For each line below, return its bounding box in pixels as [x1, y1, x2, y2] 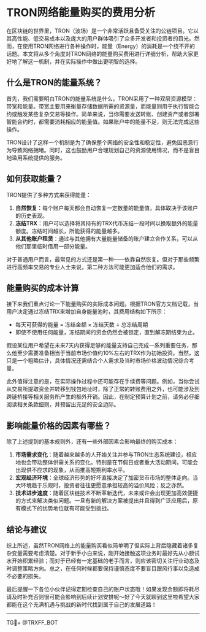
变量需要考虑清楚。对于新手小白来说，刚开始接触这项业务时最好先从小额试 [11, 550, 200, 557]
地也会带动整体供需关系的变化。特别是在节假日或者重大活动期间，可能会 [15, 458, 198, 466]
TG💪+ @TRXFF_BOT [6, 619, 58, 626]
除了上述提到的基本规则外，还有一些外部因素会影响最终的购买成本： [6, 438, 178, 445]
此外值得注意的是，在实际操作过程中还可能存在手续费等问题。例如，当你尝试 [6, 378, 200, 385]
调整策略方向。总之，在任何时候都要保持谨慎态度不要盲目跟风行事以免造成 [11, 565, 200, 572]
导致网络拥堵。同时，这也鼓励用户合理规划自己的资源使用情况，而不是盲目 [11, 146, 200, 153]
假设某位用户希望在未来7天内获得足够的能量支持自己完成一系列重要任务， [6, 342, 192, 349]
